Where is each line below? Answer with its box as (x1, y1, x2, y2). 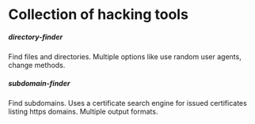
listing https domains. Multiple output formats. (8, 107, 158, 116)
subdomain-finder (8, 78, 70, 88)
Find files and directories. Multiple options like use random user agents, (8, 52, 242, 62)
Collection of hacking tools (8, 6, 188, 24)
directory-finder (8, 32, 63, 41)
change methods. (8, 61, 66, 70)
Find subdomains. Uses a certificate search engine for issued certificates (8, 99, 247, 108)
